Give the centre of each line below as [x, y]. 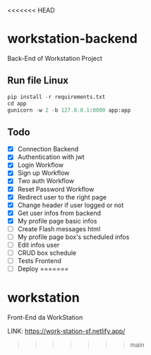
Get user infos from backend [59, 213]
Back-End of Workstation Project [55, 58]
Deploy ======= [43, 269]
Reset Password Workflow [56, 189]
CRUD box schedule [47, 253]
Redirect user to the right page [62, 197]
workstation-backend [72, 39]
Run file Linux [38, 81]
